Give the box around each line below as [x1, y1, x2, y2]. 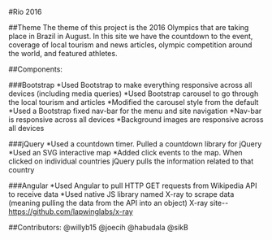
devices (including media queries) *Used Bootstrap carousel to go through [8, 89, 259, 98]
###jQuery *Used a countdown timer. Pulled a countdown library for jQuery [8, 139, 262, 149]
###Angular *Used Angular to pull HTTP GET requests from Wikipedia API [8, 181, 257, 190]
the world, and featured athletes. [8, 49, 118, 58]
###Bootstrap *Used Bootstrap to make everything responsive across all [8, 81, 253, 89]
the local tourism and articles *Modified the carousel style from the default [8, 98, 259, 107]
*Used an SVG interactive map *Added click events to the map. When [8, 148, 243, 157]
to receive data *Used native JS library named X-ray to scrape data [8, 190, 235, 199]
